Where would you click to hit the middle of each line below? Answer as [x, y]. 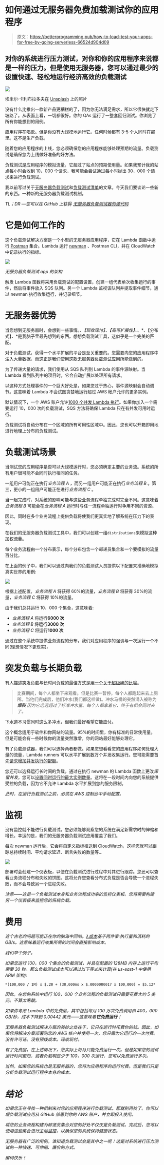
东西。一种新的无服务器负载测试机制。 [47, 193]
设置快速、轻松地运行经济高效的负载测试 [66, 77]
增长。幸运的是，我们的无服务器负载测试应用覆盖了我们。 [63, 836]
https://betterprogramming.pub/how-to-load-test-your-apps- [91, 37]
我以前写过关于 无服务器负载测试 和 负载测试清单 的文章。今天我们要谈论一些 [80, 187]
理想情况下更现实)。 [31, 647]
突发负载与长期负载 [44, 668]
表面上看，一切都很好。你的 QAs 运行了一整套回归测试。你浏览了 [91, 115]
